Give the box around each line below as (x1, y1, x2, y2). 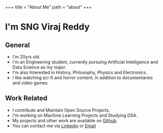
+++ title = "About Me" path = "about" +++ (5, 4, 92, 10)
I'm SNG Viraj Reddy (5, 22, 90, 32)
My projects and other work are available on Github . (12, 117, 118, 123)
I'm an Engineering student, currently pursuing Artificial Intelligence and (12, 59, 159, 65)
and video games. (12, 80, 49, 85)
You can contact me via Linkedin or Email (12, 123, 96, 129)
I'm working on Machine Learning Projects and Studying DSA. (12, 112, 138, 118)
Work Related (5, 94, 48, 103)
